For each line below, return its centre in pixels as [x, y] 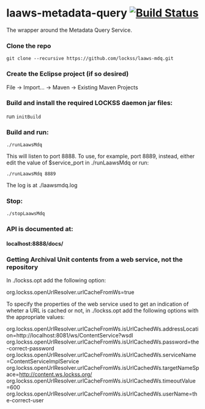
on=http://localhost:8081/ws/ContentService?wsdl [70, 336]
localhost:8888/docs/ [35, 243]
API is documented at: [40, 229]
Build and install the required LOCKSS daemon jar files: [90, 103]
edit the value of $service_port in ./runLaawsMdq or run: [77, 163]
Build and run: [28, 132]
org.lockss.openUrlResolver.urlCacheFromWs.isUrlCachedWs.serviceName [101, 355]
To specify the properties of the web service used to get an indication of [98, 304]
